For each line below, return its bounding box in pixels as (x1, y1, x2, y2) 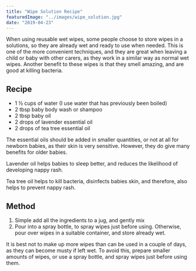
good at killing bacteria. (6, 67, 64, 74)
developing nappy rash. (6, 166, 64, 174)
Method (6, 201, 36, 211)
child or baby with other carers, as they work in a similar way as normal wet (6, 54, 190, 62)
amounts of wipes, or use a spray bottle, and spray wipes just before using (6, 253, 187, 260)
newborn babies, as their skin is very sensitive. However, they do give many (6, 143, 190, 150)
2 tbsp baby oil (14, 113, 51, 120)
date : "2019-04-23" (6, 19, 54, 25)
